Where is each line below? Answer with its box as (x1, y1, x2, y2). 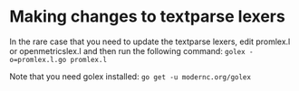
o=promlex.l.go (9, 55, 67, 64)
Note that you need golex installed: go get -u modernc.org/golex (9, 70, 252, 82)
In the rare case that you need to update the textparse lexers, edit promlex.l (9, 36, 291, 47)
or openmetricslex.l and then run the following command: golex (9, 45, 246, 56)
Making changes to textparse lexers (9, 6, 285, 27)
